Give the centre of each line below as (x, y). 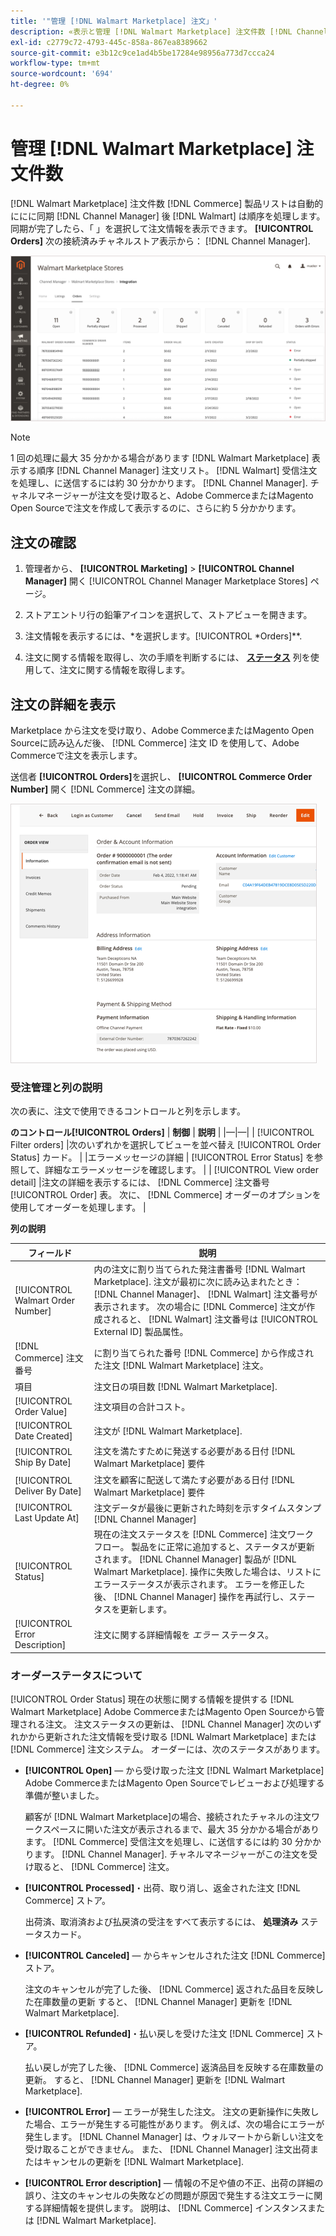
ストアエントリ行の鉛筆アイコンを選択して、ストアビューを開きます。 (168, 615)
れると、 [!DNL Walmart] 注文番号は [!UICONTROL (214, 1319)
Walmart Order (45, 1300)
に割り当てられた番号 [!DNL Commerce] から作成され (203, 1352)
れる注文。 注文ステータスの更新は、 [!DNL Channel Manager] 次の (166, 1724)
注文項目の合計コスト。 (142, 1406)
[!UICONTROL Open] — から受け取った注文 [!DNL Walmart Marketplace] (174, 1771)
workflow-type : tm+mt (55, 63)
